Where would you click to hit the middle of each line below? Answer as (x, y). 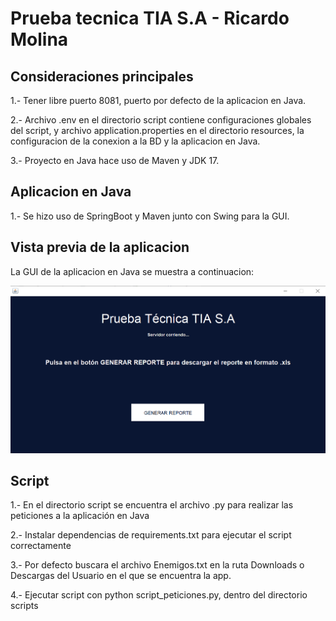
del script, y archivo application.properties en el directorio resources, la (157, 130)
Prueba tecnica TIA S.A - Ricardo (150, 18)
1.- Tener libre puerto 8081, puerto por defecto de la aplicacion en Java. (158, 100)
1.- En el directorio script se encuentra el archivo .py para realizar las (152, 505)
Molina (39, 39)
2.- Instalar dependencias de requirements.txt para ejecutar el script (151, 535)
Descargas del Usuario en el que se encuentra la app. (121, 576)
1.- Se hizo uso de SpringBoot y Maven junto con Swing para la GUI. (150, 216)
